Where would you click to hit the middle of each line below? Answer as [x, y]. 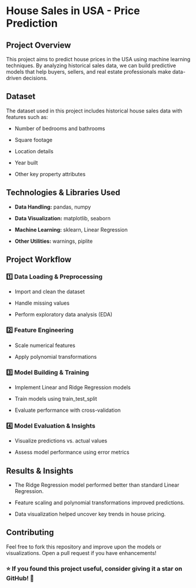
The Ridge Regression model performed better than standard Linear [97, 485]
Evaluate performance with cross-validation [68, 410]
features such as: [27, 117]
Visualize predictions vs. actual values [61, 441]
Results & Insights [40, 470]
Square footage [34, 140]
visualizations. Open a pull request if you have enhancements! [82, 553]
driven [14, 78]
